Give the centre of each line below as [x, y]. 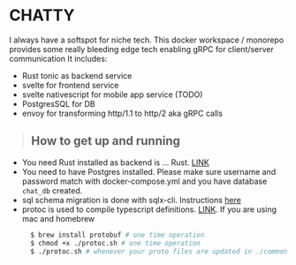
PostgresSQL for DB [58, 103]
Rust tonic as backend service [77, 75]
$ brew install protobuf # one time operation [118, 235]
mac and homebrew [58, 218]
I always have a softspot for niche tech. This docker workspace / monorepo [147, 40]
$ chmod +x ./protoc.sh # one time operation [115, 243]
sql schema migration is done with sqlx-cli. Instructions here [131, 200]
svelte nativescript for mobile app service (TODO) [112, 95]
